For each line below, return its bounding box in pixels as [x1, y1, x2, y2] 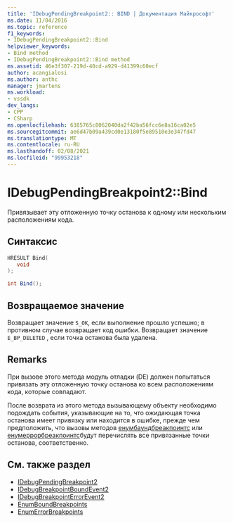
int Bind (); [7, 280, 42, 287]
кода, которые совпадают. [7, 387, 86, 396]
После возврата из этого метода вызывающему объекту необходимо [7, 401, 217, 409]
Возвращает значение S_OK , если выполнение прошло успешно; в [7, 318, 205, 327]
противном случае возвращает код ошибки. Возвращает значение [7, 325, 208, 334]
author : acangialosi [7, 69, 68, 76]
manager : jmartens [7, 82, 61, 89]
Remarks [7, 353, 48, 366]
